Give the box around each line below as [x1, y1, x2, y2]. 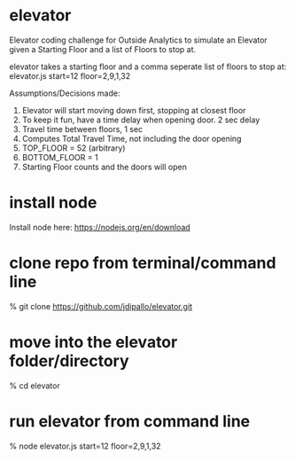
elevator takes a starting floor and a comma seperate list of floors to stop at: [9, 61, 287, 72]
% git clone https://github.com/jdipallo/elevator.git [9, 300, 193, 311]
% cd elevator [9, 380, 60, 391]
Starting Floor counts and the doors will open [21, 161, 188, 172]
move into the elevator [9, 332, 178, 352]
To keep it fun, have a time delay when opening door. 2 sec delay [21, 114, 260, 125]
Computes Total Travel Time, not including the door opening [21, 133, 242, 144]
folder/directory [9, 351, 130, 370]
